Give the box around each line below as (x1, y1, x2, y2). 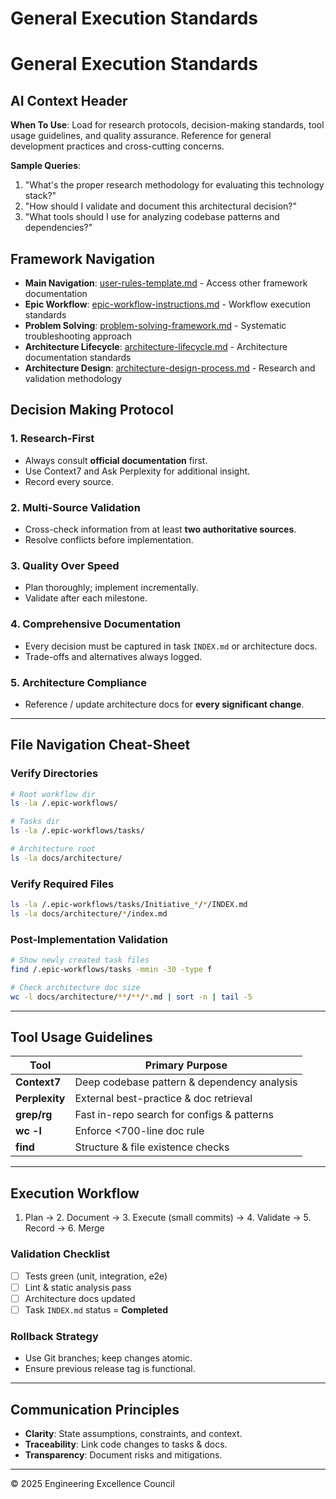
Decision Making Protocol (10, 402, 174, 419)
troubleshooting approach (24, 330, 133, 342)
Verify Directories (10, 767, 99, 781)
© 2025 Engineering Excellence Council (10, 1477, 175, 1489)
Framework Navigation (10, 250, 156, 267)
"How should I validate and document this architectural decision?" (24, 200, 298, 212)
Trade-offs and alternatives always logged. (24, 650, 203, 662)
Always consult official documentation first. (24, 454, 208, 466)
